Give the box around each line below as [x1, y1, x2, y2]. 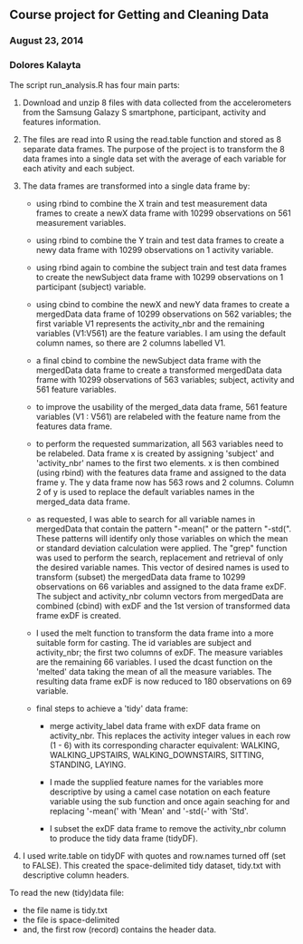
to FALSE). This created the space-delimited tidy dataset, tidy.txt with [22, 860, 281, 871]
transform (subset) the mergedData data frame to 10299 [35, 571, 246, 582]
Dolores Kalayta [9, 59, 81, 72]
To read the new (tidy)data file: [9, 887, 125, 898]
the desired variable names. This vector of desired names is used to [35, 561, 289, 572]
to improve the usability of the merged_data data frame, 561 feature [35, 401, 288, 412]
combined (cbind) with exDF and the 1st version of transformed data [35, 600, 291, 611]
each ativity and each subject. [22, 162, 136, 173]
